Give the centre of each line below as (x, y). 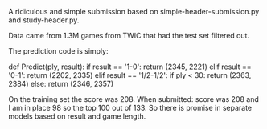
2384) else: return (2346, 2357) (61, 84)
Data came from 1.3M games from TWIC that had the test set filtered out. (129, 36)
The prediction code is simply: (58, 51)
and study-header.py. (44, 20)
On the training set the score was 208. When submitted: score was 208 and (134, 99)
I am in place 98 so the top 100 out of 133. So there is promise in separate (130, 108)
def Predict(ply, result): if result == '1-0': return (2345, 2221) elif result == (130, 67)
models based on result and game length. (77, 116)
